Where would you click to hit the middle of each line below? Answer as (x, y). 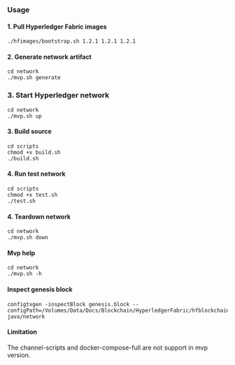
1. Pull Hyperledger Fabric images (57, 27)
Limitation (22, 332)
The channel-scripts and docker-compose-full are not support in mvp (108, 347)
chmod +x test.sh (33, 195)
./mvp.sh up (24, 116)
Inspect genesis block (40, 289)
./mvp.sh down (28, 237)
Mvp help (21, 253)
